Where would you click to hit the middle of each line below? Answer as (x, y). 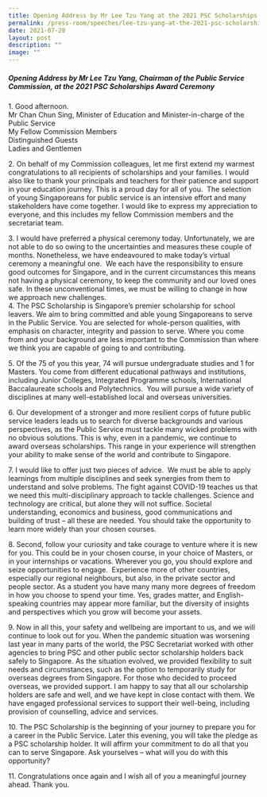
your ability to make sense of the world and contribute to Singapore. (120, 454)
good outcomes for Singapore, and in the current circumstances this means (132, 271)
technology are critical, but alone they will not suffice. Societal (110, 503)
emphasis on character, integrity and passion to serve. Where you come (126, 331)
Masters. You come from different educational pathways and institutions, (127, 372)
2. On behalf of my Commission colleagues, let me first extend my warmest (132, 164)
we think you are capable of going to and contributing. (97, 348)
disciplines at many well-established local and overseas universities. (120, 397)
